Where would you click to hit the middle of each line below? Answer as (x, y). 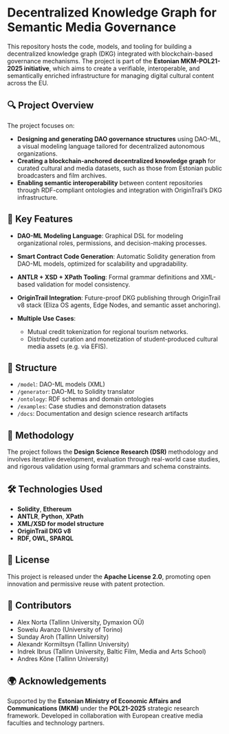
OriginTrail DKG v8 (44, 531)
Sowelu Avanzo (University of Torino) (70, 629)
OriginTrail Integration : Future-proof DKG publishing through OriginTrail (119, 297)
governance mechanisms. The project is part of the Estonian (94, 61)
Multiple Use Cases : (46, 318)
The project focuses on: (41, 125)
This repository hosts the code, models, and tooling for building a (100, 46)
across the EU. (28, 83)
